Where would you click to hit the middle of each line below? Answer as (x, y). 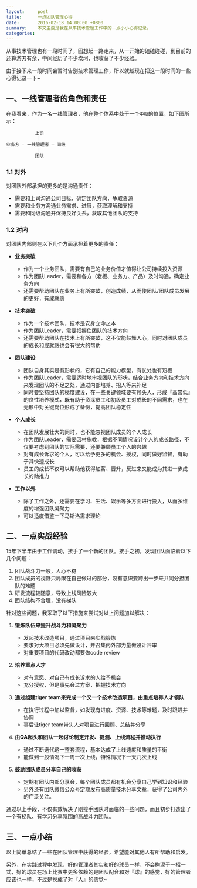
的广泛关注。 (39, 797)
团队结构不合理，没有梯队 (45, 600)
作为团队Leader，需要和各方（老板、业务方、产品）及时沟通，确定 (104, 276)
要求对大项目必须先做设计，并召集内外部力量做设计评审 (90, 645)
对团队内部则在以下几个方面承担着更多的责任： (62, 243)
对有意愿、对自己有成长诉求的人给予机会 (72, 677)
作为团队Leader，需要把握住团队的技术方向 (75, 331)
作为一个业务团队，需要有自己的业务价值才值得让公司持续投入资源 (103, 269)
